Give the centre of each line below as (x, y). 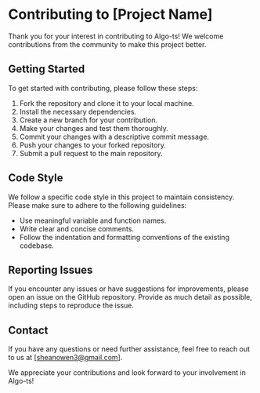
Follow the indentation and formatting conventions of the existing (124, 237)
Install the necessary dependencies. (78, 111)
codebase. (37, 246)
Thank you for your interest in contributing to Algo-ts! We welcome (116, 36)
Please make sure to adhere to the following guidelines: (97, 205)
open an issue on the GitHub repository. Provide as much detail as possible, (130, 297)
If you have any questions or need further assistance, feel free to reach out (129, 349)
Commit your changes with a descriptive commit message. (114, 136)
